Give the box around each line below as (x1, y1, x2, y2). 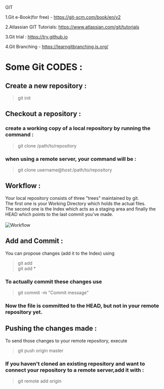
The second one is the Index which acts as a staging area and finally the (5, 205, 156, 212)
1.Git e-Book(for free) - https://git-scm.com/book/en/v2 (5, 14, 121, 20)
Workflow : (5, 182, 41, 190)
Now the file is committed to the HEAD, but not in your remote (5, 302, 159, 309)
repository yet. (5, 308, 43, 315)
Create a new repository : (5, 81, 87, 90)
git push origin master (17, 347, 64, 353)
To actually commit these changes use (5, 278, 102, 285)
